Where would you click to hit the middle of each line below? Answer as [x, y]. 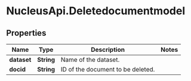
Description [108, 50]
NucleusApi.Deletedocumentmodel [96, 11]
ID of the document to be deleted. [108, 69]
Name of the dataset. [90, 60]
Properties [26, 33]
